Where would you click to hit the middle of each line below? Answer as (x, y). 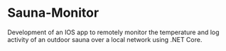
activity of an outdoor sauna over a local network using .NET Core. (105, 39)
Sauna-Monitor (53, 13)
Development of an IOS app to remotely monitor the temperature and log (113, 32)
